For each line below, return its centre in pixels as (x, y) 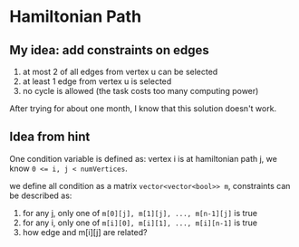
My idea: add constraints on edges (110, 50)
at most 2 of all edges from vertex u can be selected (120, 71)
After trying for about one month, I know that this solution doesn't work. (143, 109)
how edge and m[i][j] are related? (85, 232)
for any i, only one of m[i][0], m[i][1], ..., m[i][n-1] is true (140, 223)
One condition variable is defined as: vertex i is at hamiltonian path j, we (144, 158)
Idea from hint (50, 137)
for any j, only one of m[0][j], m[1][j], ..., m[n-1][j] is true (140, 213)
